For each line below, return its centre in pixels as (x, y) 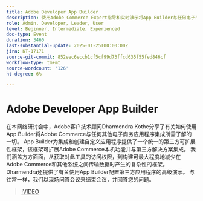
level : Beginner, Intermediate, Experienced (63, 29)
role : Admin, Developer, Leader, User (55, 23)
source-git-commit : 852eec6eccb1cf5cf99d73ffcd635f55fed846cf (86, 57)
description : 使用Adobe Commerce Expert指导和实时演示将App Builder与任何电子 (101, 18)
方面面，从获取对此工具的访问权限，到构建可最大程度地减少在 (104, 157)
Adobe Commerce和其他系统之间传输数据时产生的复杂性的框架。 (87, 165)
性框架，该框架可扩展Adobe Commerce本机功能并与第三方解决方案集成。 (98, 150)
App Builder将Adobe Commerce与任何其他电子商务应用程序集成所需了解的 (99, 134)
